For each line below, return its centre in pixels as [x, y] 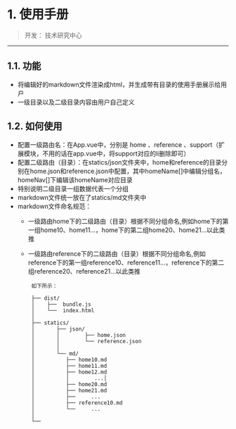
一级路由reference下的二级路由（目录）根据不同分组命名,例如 [117, 253]
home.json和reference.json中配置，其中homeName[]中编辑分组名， [128, 171]
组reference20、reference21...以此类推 [84, 271]
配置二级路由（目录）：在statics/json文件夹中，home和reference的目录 [119, 162]
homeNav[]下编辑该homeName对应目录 [75, 179]
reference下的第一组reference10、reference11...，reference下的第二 [126, 262]
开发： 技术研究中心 [53, 35]
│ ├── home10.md [69, 359]
